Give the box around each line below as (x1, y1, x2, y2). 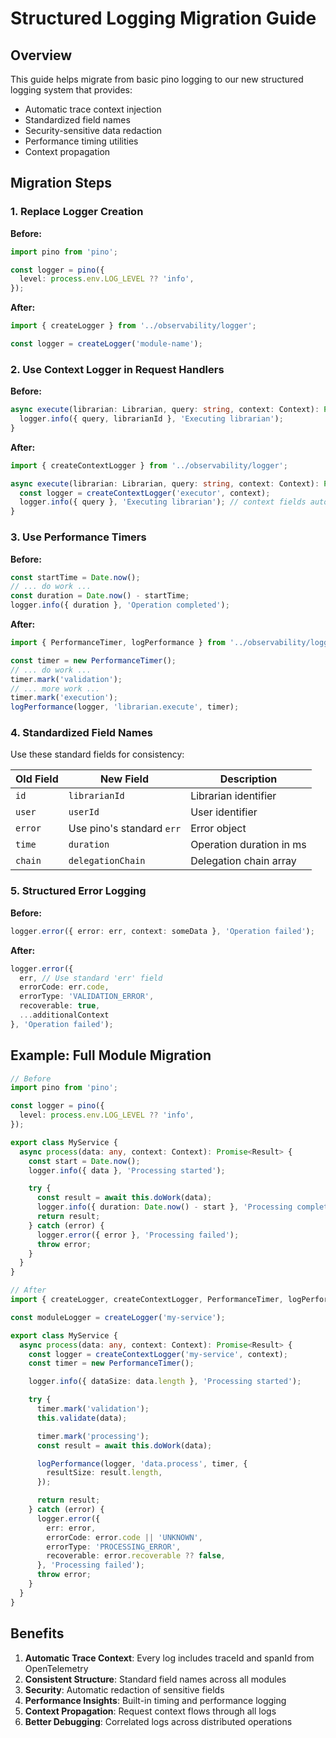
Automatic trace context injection (24, 103, 162, 115)
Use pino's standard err (68, 822, 182, 836)
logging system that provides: (10, 84, 133, 96)
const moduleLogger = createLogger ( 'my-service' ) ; (10, 1312, 226, 1322)
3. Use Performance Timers (10, 530, 147, 544)
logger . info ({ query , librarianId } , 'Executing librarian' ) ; (19, 414, 284, 424)
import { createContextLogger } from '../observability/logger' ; (10, 460, 288, 471)
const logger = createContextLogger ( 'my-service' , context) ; (28, 1349, 288, 1359)
